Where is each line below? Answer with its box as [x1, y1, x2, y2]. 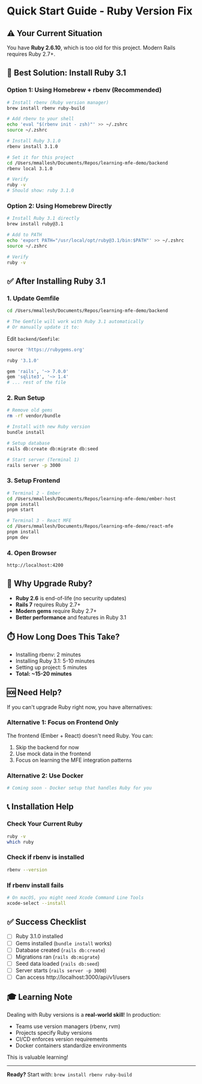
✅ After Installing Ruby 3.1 [7, 276, 106, 286]
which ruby [7, 839, 34, 845]
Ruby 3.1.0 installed [15, 933, 64, 940]
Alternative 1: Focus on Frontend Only [7, 718, 119, 726]
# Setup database [7, 440, 50, 446]
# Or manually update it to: [7, 324, 80, 330]
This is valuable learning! [7, 1053, 68, 1061]
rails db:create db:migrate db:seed [7, 446, 98, 452]
